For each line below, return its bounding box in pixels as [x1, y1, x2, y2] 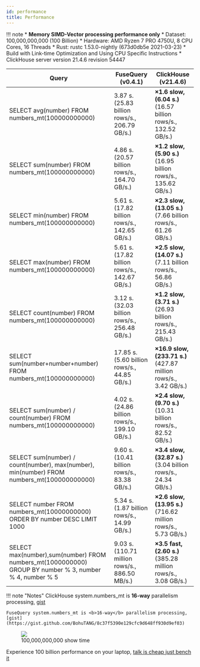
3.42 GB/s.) [154, 382, 187, 390]
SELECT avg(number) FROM [9, 106, 89, 114]
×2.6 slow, [154, 493, 185, 501]
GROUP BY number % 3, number [9, 565, 101, 574]
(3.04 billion [154, 460, 189, 469]
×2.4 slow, [154, 391, 185, 400]
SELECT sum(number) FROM [9, 160, 91, 169]
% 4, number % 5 [9, 573, 58, 581]
